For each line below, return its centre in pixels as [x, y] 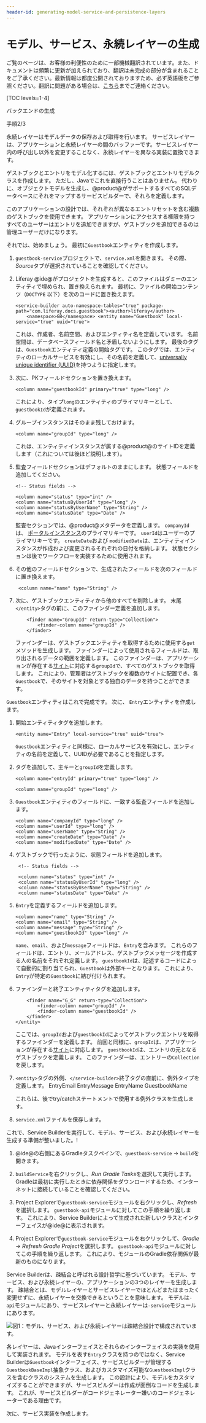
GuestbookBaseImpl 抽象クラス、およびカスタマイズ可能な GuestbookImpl [96, 1370]
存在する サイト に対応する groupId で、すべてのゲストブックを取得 [113, 665]
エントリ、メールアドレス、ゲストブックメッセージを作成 [120, 953]
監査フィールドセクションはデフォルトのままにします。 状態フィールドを [107, 467]
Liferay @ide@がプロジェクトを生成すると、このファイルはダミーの [101, 279]
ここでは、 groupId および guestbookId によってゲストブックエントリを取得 [107, 1034]
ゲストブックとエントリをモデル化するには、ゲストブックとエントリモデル [100, 173]
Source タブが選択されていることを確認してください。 [83, 265]
